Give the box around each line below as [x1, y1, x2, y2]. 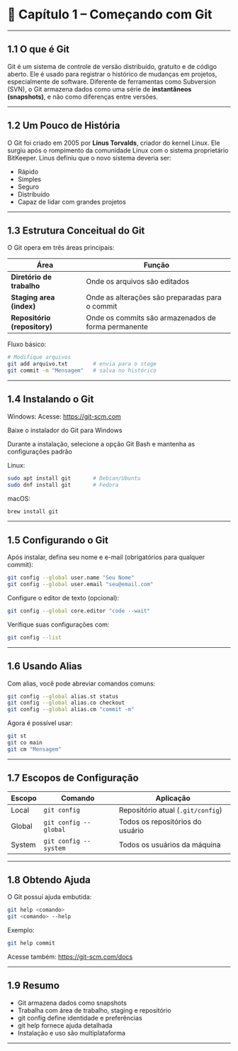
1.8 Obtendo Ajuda [7, 874, 91, 886]
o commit [86, 302, 118, 312]
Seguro [17, 182, 40, 191]
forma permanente [86, 322, 149, 332]
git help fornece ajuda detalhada [17, 1021, 113, 1030]
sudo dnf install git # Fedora [7, 481, 119, 488]
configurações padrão [7, 447, 72, 456]
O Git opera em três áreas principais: [7, 243, 115, 252]
